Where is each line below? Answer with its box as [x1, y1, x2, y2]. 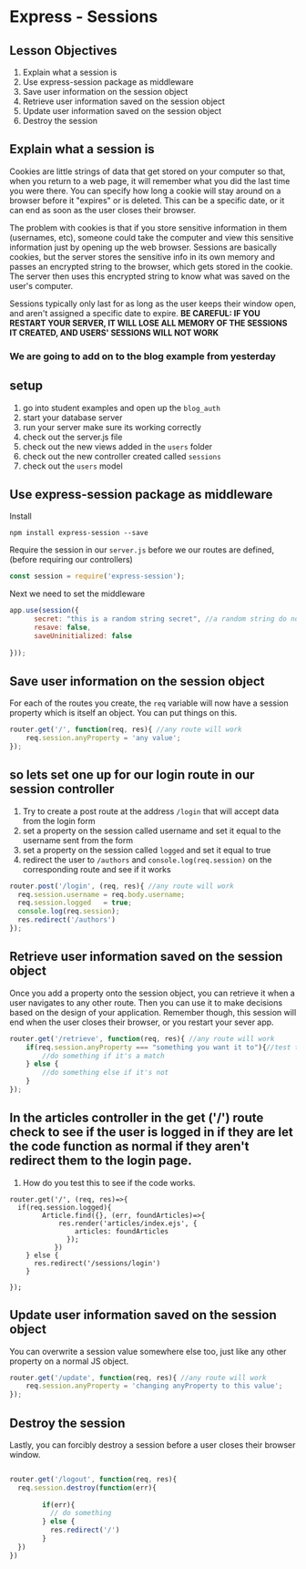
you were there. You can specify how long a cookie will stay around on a [9, 185, 281, 196]
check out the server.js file [22, 431, 123, 442]
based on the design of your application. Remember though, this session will [9, 1006, 297, 1017]
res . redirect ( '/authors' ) [17, 915, 117, 924]
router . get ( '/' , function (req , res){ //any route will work [9, 725, 243, 735]
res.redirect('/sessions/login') [33, 1258, 161, 1268]
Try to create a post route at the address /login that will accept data [22, 805, 280, 817]
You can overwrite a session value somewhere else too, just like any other [9, 1346, 287, 1357]
